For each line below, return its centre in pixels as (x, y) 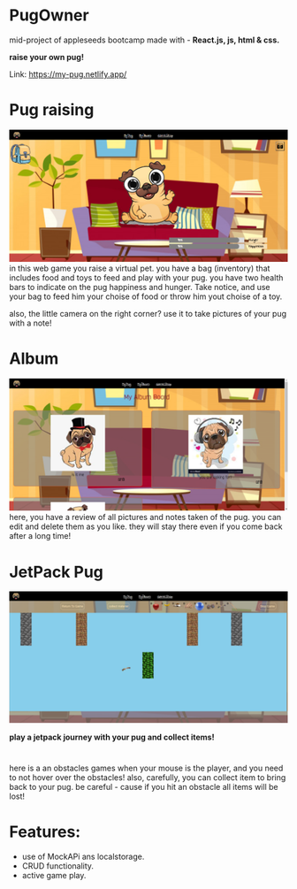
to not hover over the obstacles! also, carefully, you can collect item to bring (148, 777)
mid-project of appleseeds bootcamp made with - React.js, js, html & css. (145, 40)
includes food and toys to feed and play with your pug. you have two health (146, 277)
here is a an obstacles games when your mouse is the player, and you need (146, 768)
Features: (45, 832)
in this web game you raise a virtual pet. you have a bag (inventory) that (140, 268)
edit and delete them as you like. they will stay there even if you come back (146, 526)
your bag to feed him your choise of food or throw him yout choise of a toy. (146, 296)
